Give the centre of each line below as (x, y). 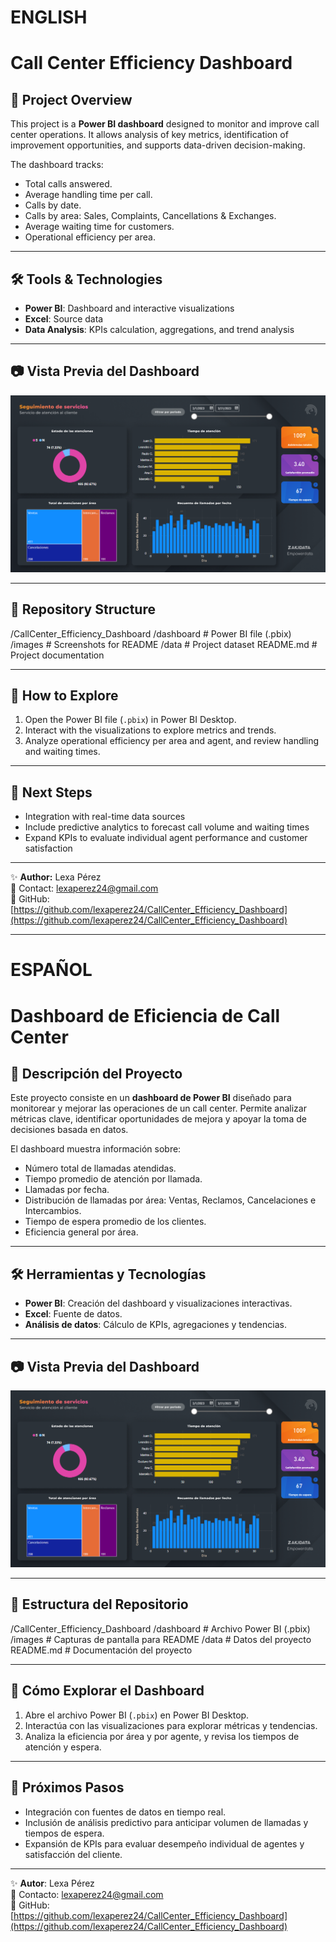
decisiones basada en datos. (69, 1130)
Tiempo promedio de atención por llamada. (113, 1179)
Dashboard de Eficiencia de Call (145, 1015)
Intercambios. (53, 1211)
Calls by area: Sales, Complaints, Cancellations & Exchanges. (150, 216)
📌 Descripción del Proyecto (96, 1074)
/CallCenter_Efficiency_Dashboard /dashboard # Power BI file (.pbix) (151, 633)
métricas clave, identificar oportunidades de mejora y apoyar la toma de (158, 1119)
